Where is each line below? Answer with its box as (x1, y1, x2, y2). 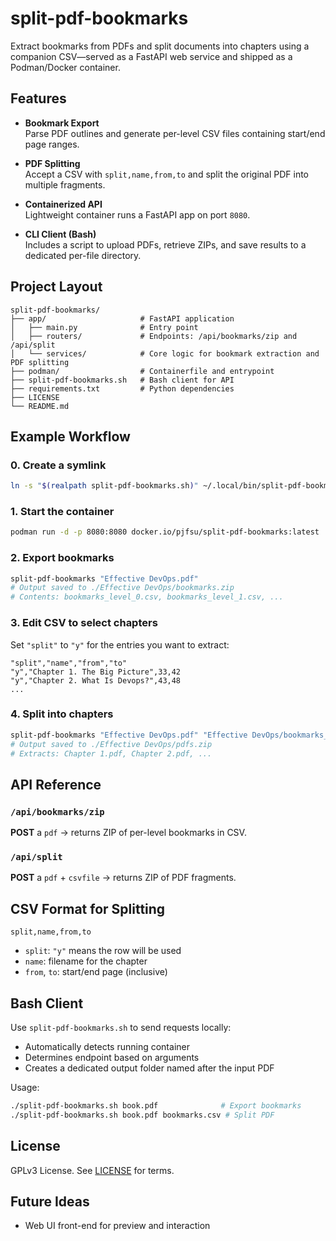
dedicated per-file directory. (24, 249, 142, 261)
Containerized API (24, 198, 103, 210)
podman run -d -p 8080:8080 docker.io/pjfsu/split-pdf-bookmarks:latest (10, 527, 320, 537)
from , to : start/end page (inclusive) (24, 966, 168, 978)
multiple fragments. (24, 178, 106, 191)
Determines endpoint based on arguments (24, 1052, 200, 1064)
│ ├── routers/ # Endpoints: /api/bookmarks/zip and (10, 331, 298, 341)
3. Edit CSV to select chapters (10, 616, 158, 630)
